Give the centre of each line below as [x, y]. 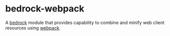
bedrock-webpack [45, 9]
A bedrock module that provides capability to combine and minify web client [85, 22]
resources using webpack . [33, 27]
